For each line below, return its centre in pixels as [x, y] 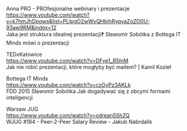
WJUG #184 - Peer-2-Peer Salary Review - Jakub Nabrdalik [79, 122]
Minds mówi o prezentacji [38, 43]
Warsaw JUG [22, 109]
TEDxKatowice [24, 54]
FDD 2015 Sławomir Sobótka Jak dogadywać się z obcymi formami [88, 91]
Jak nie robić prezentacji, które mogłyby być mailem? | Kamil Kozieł [89, 67]
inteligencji [19, 97]
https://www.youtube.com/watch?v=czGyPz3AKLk [68, 85]
